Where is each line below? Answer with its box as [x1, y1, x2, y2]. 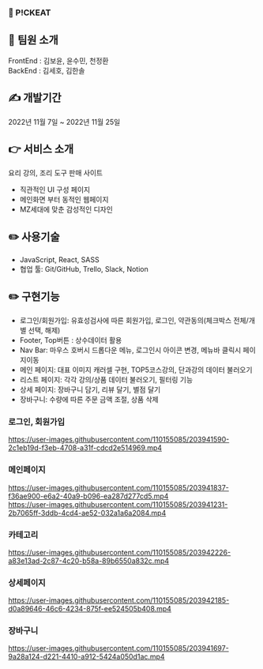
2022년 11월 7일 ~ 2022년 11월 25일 [8, 117, 121, 126]
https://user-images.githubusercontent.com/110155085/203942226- [8, 547, 231, 557]
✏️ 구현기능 [8, 290, 60, 303]
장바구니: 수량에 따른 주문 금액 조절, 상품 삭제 [19, 394, 160, 404]
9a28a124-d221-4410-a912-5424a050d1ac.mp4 [8, 652, 165, 662]
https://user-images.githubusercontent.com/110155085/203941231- [8, 499, 228, 509]
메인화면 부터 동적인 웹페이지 [19, 195, 109, 205]
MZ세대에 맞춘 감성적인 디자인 [19, 205, 113, 214]
